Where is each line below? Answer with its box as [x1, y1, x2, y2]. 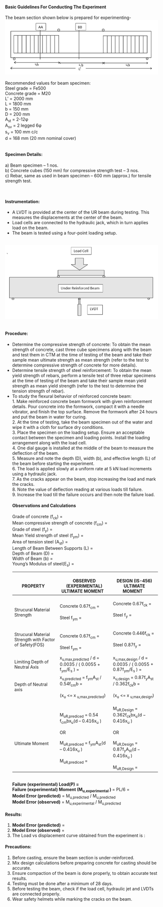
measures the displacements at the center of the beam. [12, 214, 123, 220]
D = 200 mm [5, 111, 30, 117]
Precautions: [5, 844, 32, 850]
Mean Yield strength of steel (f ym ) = [12, 533, 84, 540]
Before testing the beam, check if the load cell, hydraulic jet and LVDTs [12, 886, 154, 891]
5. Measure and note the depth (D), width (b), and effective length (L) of [12, 455, 156, 461]
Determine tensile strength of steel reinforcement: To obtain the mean [12, 367, 152, 373]
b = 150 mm [5, 106, 29, 112]
